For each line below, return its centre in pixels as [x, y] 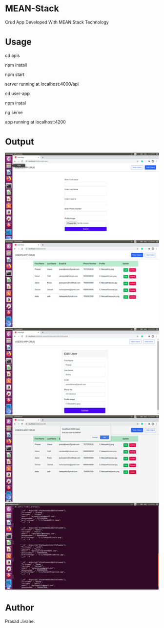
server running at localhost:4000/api [42, 84]
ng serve [14, 112]
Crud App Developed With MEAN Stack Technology [57, 22]
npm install [16, 65]
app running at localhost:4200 [35, 122]
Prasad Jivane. [20, 621]
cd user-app [18, 93]
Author [20, 607]
